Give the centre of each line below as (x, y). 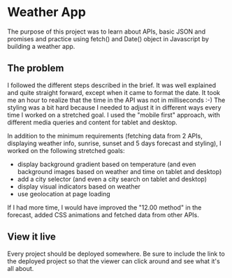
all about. (21, 268)
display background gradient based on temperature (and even (107, 164)
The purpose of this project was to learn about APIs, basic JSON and (107, 31)
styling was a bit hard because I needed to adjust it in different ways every (114, 107)
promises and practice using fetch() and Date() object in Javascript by (108, 38)
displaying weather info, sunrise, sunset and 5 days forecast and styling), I (114, 143)
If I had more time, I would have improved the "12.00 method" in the (104, 207)
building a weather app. (41, 46)
